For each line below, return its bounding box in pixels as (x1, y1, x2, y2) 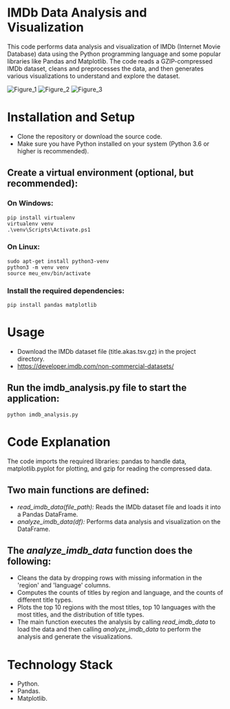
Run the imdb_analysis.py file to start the (7, 382, 187, 394)
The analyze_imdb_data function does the (7, 545, 193, 557)
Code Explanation (7, 434, 111, 450)
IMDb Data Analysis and (7, 5, 147, 21)
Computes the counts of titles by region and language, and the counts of (17, 589, 224, 597)
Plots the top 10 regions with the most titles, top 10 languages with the (17, 603, 216, 612)
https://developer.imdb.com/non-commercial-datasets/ (17, 362, 174, 370)
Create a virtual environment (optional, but (7, 167, 194, 179)
